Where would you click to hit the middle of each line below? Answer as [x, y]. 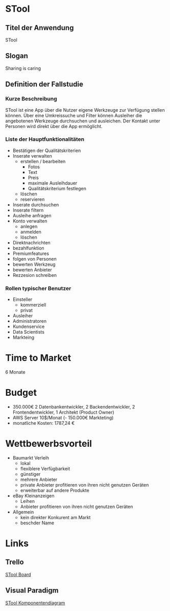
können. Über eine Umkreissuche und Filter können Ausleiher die [74, 115]
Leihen [27, 501]
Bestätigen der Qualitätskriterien [47, 150]
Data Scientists [29, 332]
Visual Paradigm [32, 590]
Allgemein [23, 512]
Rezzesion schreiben [35, 275]
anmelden [31, 232]
